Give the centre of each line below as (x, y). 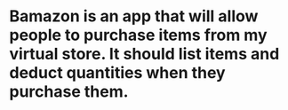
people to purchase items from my (139, 35)
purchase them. (69, 92)
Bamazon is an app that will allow (134, 16)
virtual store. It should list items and (144, 54)
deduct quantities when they (117, 73)
